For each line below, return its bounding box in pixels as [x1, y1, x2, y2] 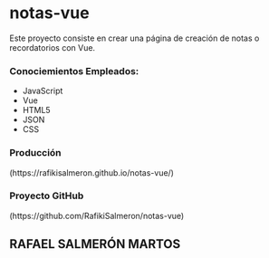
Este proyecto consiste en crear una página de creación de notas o [9, 33, 260, 43]
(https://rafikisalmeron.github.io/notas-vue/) [9, 167, 175, 178]
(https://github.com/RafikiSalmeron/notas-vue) [9, 210, 185, 221]
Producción [9, 147, 62, 159]
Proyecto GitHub [9, 189, 84, 202]
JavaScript [22, 85, 63, 97]
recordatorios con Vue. [9, 42, 96, 53]
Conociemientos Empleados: [9, 64, 139, 77]
